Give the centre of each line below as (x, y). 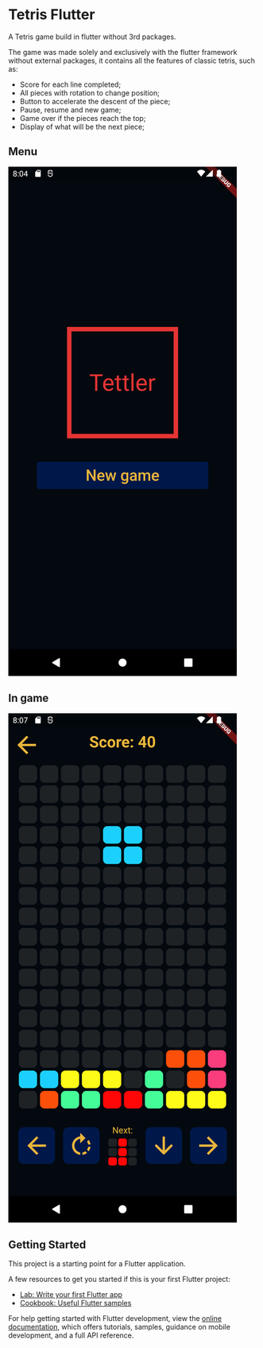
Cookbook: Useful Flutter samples (75, 1303)
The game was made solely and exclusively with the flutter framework (123, 52)
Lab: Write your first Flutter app (71, 1295)
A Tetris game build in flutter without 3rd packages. (92, 37)
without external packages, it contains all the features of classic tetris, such (132, 60)
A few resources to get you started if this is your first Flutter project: (119, 1280)
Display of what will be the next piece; (82, 127)
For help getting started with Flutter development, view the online (115, 1319)
